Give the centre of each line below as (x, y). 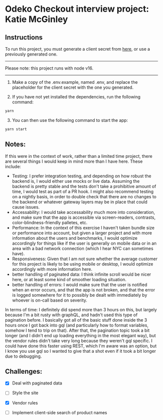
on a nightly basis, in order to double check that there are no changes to (84, 196)
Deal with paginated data (37, 383)
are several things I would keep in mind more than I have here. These (74, 161)
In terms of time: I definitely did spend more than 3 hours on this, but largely (81, 309)
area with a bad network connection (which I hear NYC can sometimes (83, 248)
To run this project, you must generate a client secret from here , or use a (78, 49)
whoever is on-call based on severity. (49, 300)
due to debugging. (24, 356)
